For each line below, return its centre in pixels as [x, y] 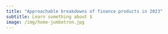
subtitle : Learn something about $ [49, 17]
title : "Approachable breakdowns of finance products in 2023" [85, 11]
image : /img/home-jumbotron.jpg [45, 22]
